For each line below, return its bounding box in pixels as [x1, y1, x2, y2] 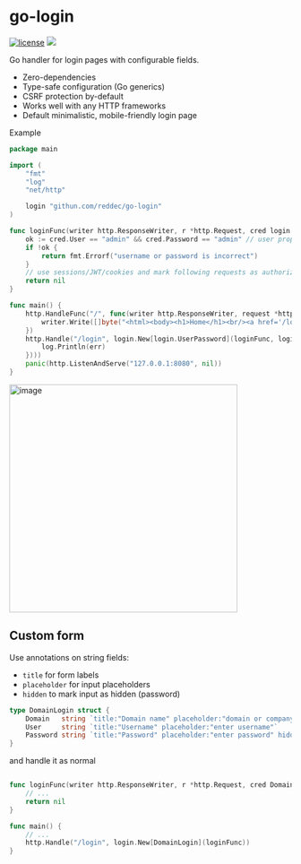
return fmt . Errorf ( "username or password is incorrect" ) [41, 251, 258, 261]
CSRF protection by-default [21, 91, 124, 101]
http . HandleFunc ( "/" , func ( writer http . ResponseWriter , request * [25, 309, 279, 318]
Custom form [9, 628, 85, 644]
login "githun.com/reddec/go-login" [25, 202, 163, 212]
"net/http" [25, 186, 66, 194]
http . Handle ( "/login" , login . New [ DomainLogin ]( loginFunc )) [25, 838, 251, 848]
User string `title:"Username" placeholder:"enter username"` [25, 722, 279, 731]
